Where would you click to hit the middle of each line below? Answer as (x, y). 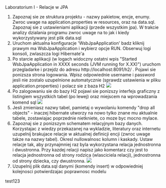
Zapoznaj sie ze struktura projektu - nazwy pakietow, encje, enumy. (81, 17)
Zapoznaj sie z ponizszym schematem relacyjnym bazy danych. (77, 123)
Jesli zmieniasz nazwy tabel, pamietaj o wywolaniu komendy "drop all (83, 108)
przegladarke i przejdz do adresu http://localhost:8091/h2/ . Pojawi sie (84, 69)
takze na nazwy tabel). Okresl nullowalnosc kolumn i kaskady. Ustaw (83, 139)
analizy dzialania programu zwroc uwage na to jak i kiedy (71, 32)
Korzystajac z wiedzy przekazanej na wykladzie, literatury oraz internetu (86, 129)
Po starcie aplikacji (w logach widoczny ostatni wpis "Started (75, 59)
